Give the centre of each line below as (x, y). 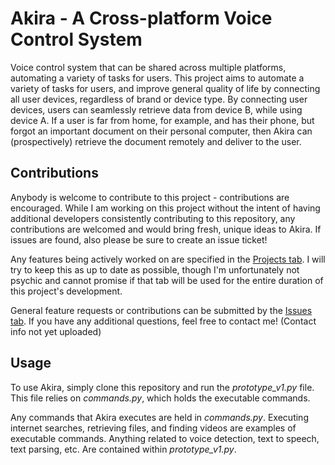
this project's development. (66, 291)
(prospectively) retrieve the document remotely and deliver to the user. (156, 141)
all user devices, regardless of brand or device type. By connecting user (159, 99)
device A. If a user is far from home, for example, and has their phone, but (162, 120)
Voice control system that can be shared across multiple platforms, (148, 67)
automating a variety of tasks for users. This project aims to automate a (157, 78)
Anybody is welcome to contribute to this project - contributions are (150, 197)
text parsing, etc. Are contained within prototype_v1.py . (123, 449)
